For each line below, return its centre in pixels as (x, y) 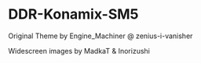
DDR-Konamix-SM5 (73, 14)
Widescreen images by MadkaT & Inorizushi (79, 51)
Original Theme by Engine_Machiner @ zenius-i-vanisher (100, 36)
